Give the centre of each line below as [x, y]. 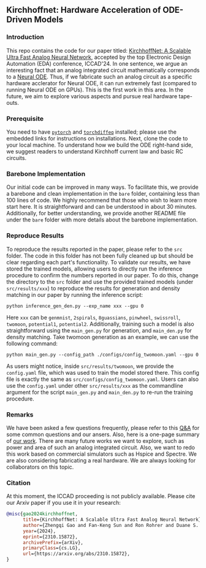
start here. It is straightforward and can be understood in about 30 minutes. [101, 207]
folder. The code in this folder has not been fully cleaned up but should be [100, 255]
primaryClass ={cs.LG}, [51, 548]
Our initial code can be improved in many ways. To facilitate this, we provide [102, 187]
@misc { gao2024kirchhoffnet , [42, 514]
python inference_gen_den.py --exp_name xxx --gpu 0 [75, 306]
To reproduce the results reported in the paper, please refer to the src [94, 249]
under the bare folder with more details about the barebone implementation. [102, 220]
